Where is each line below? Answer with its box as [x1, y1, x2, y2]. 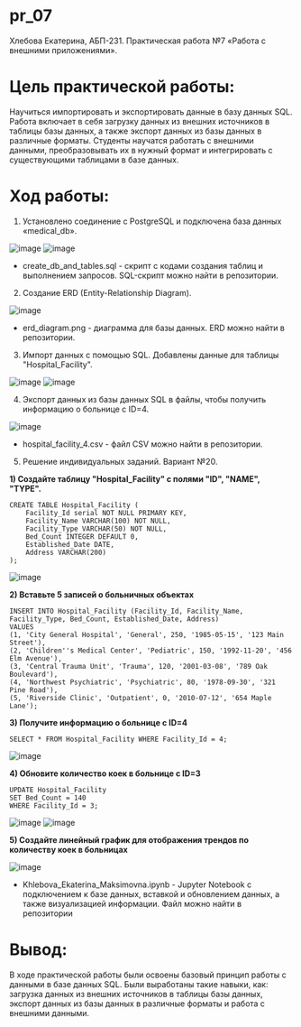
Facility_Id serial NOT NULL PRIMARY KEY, [25, 508, 187, 517]
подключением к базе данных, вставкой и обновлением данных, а [22, 888, 280, 899]
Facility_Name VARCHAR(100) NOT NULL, [25, 516, 171, 525]
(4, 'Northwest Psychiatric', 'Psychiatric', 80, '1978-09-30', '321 [9, 678, 277, 687]
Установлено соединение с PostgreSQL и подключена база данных [22, 216, 282, 227]
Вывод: [9, 939, 68, 959]
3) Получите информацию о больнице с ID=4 [9, 717, 187, 727]
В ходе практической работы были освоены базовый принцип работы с [9, 969, 287, 980]
